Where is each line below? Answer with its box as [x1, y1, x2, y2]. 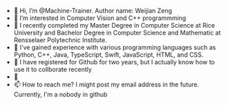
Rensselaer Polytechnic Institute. [13, 36, 107, 44]
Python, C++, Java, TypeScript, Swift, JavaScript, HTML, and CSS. [13, 50, 204, 59]
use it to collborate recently [13, 66, 92, 73]
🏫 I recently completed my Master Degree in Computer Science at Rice [13, 21, 216, 29]
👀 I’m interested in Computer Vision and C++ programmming [13, 14, 187, 22]
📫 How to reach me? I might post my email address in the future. [13, 80, 199, 88]
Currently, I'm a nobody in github [13, 90, 108, 98]
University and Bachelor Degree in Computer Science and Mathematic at [13, 28, 221, 37]
